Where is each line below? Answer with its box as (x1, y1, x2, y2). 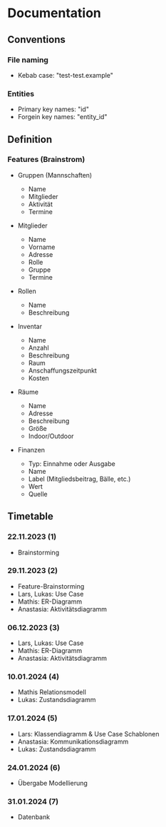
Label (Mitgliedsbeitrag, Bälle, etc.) (28, 475, 131, 483)
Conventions (7, 34, 66, 46)
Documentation (7, 5, 102, 21)
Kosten (28, 373, 50, 382)
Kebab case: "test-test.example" (17, 71, 114, 79)
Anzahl (28, 343, 49, 352)
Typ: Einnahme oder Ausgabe (28, 459, 115, 468)
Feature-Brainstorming (17, 582, 85, 590)
